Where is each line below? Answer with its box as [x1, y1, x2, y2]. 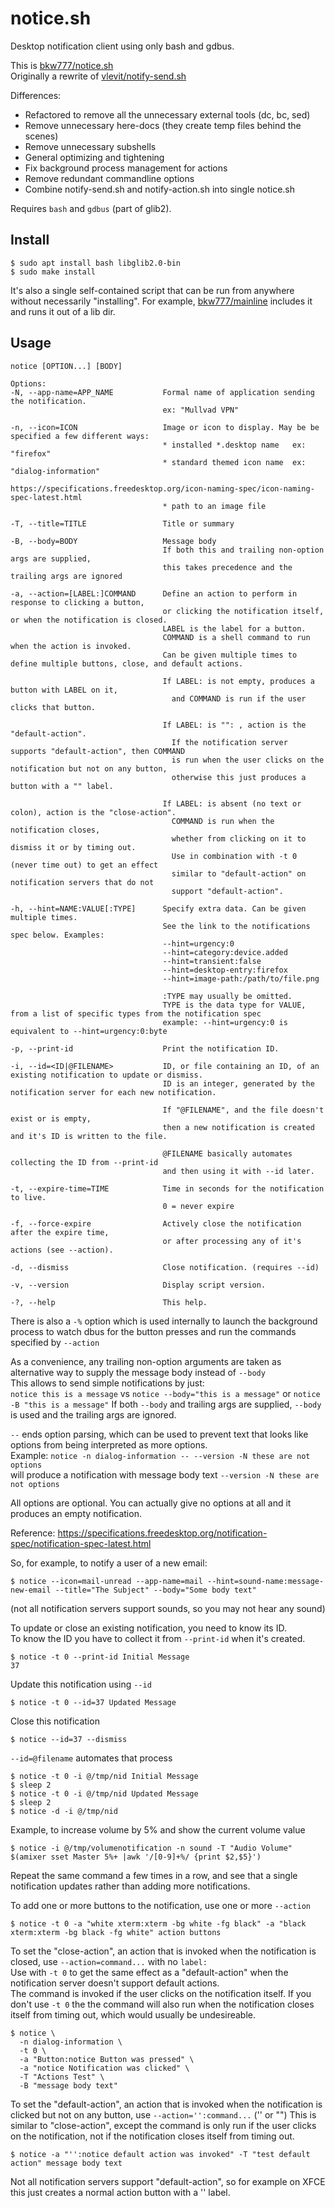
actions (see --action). [10, 1245, 114, 1255]
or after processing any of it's [162, 1236, 302, 1246]
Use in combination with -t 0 [171, 851, 298, 861]
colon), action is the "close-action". [10, 807, 177, 817]
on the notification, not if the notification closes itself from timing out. [10, 2130, 295, 2142]
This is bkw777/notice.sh [10, 59, 114, 71]
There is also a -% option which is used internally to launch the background [10, 1315, 318, 1327]
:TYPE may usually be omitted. [162, 991, 293, 1001]
